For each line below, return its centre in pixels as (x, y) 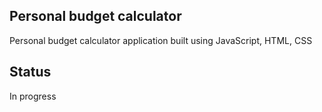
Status (30, 72)
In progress (33, 96)
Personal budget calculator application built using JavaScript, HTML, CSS (161, 40)
